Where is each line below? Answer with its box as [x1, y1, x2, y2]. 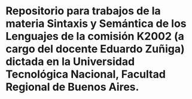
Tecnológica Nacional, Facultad [5, 67, 166, 81]
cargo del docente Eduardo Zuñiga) [5, 42, 185, 56]
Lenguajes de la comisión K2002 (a [5, 30, 185, 43]
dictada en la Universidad [5, 55, 135, 69]
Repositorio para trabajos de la [5, 4, 161, 18]
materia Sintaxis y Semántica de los [5, 17, 187, 30]
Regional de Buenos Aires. [5, 81, 139, 94]
